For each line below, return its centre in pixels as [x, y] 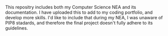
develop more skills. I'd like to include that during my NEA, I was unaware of [84, 18]
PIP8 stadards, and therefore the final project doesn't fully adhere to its [79, 23]
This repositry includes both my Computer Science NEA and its [71, 7]
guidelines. [17, 28]
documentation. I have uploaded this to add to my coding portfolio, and [79, 12]
